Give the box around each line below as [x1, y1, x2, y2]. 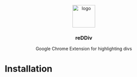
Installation [5, 63, 53, 74]
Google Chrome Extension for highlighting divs [35, 45, 132, 52]
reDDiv [75, 34, 92, 41]
